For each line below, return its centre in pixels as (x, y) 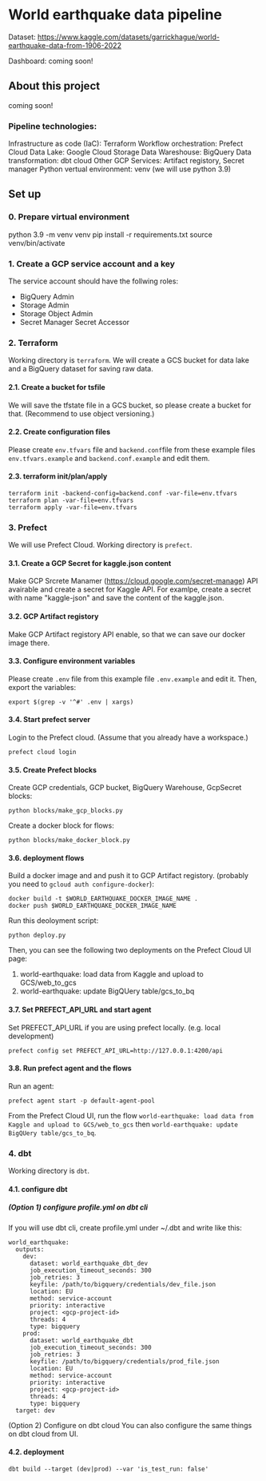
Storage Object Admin (56, 314)
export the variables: (42, 687)
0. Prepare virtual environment (69, 217)
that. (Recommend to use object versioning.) (81, 413)
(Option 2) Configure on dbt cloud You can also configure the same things (130, 1425)
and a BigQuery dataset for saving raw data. (81, 369)
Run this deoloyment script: (54, 921)
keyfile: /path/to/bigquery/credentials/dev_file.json (123, 1284)
